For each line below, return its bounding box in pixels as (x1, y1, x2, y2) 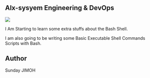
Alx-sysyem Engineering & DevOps (5, 4, 114, 12)
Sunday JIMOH (5, 67, 36, 73)
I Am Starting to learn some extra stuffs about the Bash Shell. (5, 26, 128, 31)
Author (5, 54, 27, 62)
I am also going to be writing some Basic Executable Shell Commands (5, 35, 146, 41)
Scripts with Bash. (5, 40, 42, 46)
